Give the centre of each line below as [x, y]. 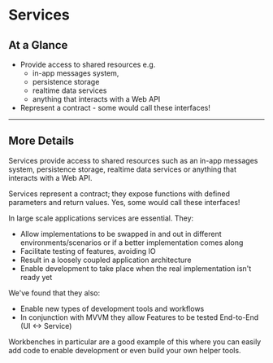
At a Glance [38, 45]
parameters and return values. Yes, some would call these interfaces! [124, 202]
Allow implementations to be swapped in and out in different [121, 234]
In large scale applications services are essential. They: [101, 218]
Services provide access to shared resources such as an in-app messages [133, 160]
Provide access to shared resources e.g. [88, 64]
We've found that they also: [54, 293]
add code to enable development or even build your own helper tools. [125, 350]
